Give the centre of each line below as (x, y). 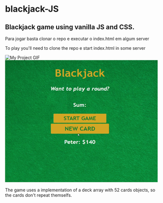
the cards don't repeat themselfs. (39, 195)
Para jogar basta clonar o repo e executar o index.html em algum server (77, 39)
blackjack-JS (32, 9)
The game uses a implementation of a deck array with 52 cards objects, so (80, 190)
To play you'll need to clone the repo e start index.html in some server (75, 48)
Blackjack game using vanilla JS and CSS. (70, 27)
